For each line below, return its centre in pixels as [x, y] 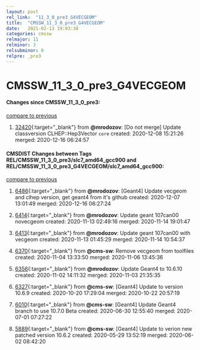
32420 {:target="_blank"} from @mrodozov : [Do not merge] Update [98, 127]
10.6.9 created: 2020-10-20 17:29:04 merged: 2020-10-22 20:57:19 [97, 293]
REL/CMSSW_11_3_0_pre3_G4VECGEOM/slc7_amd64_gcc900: [85, 166]
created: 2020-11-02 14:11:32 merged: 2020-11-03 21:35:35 [88, 275]
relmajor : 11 [22, 39]
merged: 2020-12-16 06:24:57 [52, 140]
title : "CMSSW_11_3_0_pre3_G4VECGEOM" [56, 23]
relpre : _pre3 [24, 56]
